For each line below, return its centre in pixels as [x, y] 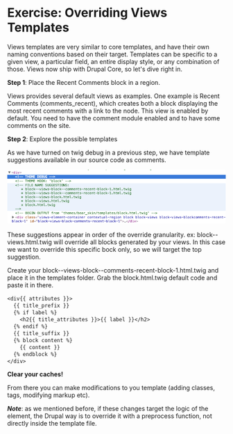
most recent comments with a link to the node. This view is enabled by [108, 111]
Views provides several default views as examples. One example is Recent [113, 96]
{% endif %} [31, 327]
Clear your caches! [35, 374]
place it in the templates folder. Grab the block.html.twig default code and [112, 278]
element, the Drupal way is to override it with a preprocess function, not [110, 416]
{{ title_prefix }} [42, 306]
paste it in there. [31, 285]
